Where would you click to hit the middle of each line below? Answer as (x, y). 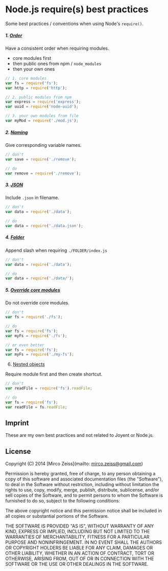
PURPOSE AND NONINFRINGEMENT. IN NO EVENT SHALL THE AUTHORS (84, 542)
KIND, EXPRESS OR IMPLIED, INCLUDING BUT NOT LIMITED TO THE (78, 532)
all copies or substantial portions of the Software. (57, 516)
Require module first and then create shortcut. (54, 374)
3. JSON (14, 185)
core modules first (32, 58)
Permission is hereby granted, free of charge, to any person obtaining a (80, 474)
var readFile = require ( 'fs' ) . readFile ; (49, 388)
